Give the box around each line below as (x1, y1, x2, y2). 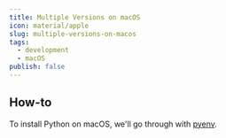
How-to (9, 95, 52, 111)
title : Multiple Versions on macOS (9, 12, 141, 22)
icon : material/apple (9, 21, 90, 30)
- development (17, 46, 69, 55)
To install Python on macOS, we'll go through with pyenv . (9, 119, 217, 129)
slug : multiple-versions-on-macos (9, 29, 137, 38)
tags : (9, 37, 29, 47)
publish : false (9, 63, 66, 72)
